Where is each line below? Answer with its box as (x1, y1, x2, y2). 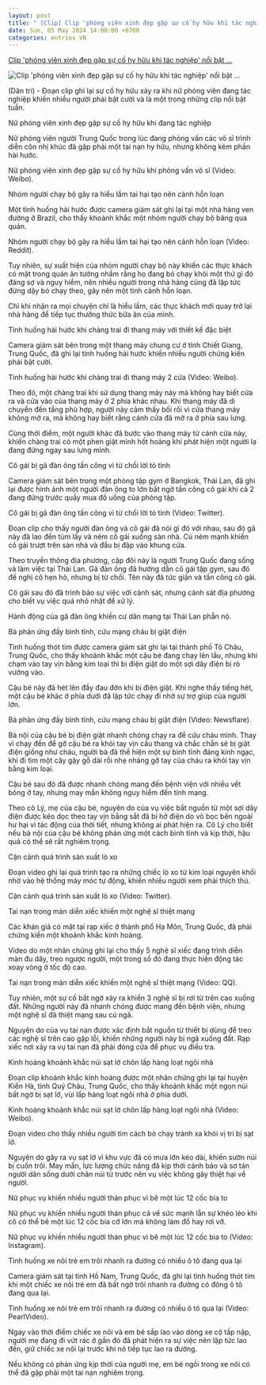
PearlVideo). (8, 1312, 49, 1322)
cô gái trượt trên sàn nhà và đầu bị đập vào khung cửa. (8, 540, 187, 550)
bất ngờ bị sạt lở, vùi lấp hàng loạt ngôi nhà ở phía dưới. (8, 1090, 188, 1099)
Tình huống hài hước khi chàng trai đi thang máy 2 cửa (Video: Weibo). (8, 373, 239, 382)
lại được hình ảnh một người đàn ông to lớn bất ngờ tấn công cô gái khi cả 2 (8, 485, 255, 494)
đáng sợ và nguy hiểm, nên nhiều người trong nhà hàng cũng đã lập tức (8, 278, 241, 287)
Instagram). (8, 1241, 46, 1250)
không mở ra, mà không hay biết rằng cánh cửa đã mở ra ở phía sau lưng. (8, 413, 248, 423)
